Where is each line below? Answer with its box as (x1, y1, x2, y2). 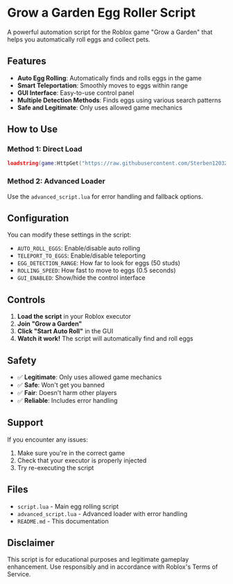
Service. (7, 570, 31, 578)
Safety (7, 354, 37, 366)
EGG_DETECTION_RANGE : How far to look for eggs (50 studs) (17, 259, 180, 267)
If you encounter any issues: (7, 435, 89, 444)
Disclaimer (7, 537, 55, 549)
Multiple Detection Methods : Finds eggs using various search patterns (17, 96, 222, 104)
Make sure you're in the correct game (17, 449, 126, 457)
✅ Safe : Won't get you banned (17, 381, 105, 390)
